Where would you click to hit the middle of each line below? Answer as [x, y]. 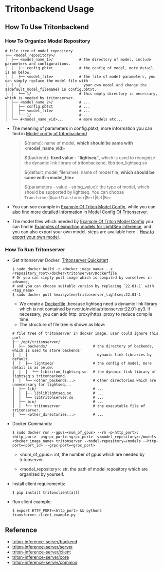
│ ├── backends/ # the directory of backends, [83, 346]
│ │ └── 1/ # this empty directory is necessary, [81, 94]
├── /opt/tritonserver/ [36, 342]
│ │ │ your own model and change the [76, 85]
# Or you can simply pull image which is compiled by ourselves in [82, 278]
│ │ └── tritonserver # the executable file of [79, 406]
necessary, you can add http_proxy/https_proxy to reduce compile [86, 314]
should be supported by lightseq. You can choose [74, 192]
